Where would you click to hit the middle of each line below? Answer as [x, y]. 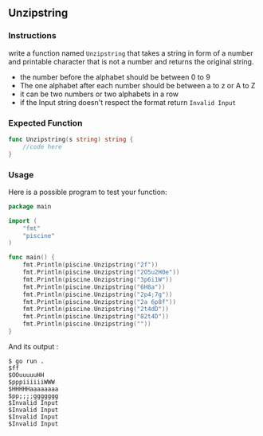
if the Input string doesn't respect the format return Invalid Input [128, 102]
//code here [42, 146]
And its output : [33, 346]
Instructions [33, 36]
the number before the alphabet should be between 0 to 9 [115, 77]
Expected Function [45, 123]
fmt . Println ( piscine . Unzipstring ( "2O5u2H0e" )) [101, 272]
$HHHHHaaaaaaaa [33, 389]
